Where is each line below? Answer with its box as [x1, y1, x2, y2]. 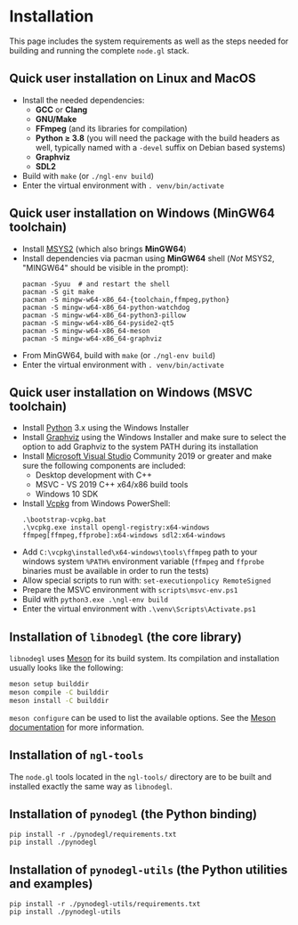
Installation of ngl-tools [9, 748, 144, 763]
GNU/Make [35, 113, 77, 124]
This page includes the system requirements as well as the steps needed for [9, 36, 289, 46]
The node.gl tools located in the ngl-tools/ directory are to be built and [9, 771, 272, 782]
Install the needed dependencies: [21, 94, 145, 105]
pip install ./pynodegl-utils [9, 907, 122, 917]
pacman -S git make [21, 287, 95, 296]
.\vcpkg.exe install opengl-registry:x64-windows [21, 523, 211, 532]
